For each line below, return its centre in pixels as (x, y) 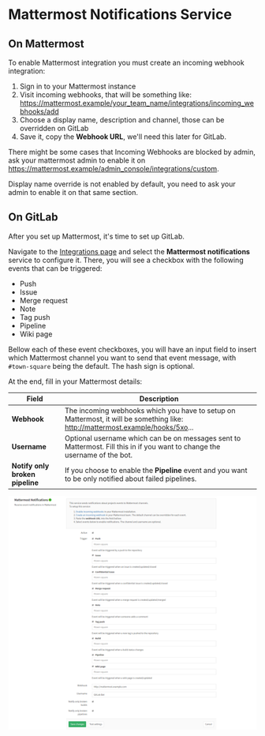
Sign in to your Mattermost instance (78, 86)
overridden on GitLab (54, 128)
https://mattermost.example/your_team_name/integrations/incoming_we (137, 103)
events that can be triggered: (55, 268)
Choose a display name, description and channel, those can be (122, 120)
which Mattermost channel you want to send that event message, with (122, 358)
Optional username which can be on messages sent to (153, 438)
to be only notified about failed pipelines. (131, 479)
